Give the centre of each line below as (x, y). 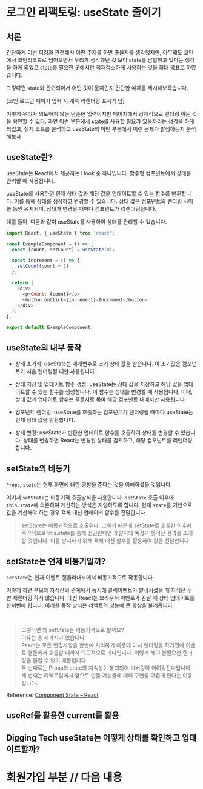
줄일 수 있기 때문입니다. (60, 660)
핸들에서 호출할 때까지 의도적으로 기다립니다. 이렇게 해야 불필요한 (105, 653)
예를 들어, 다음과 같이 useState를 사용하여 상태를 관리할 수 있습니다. (87, 221)
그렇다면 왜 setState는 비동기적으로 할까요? (72, 630)
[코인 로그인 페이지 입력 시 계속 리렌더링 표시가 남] (66, 101)
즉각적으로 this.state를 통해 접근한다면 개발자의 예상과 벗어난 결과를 (101, 533)
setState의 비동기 (38, 469)
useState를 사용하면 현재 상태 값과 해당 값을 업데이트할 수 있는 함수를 (88, 193)
